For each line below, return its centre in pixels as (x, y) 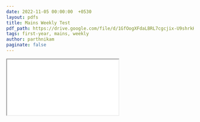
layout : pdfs (22, 17)
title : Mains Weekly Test (38, 23)
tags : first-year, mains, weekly (48, 34)
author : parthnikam (30, 39)
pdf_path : (18, 28)
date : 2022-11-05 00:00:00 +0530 (49, 12)
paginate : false (26, 45)
